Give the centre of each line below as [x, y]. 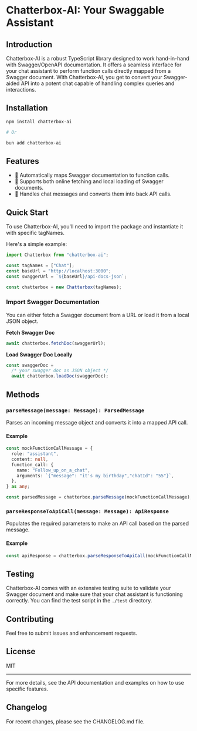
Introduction [29, 44]
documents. [29, 188]
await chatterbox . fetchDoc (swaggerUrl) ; [56, 343]
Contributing [30, 619]
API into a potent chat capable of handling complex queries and [98, 83]
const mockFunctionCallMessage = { [50, 449]
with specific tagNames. [35, 233]
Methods [23, 394]
